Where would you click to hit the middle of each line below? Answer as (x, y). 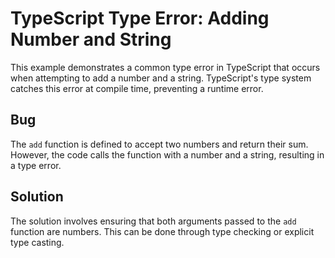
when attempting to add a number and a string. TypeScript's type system (161, 78)
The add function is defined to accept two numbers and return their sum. (159, 144)
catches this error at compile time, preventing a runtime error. (137, 88)
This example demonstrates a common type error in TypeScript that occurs (165, 67)
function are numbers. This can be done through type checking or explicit (162, 231)
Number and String (91, 39)
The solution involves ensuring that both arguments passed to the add (153, 221)
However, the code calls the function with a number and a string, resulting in (167, 154)
